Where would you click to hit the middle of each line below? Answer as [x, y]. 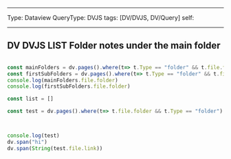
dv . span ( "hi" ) [27, 142]
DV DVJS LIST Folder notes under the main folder [114, 46]
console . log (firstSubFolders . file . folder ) [69, 86]
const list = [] [30, 99]
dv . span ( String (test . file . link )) [55, 148]
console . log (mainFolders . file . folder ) [63, 80]
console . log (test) [33, 136]
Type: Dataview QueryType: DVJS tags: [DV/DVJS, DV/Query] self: [101, 17]
